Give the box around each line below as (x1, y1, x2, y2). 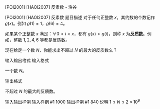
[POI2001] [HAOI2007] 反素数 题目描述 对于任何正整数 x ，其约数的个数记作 (5, 15, 155, 20)
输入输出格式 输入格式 (5, 58, 49, 63)
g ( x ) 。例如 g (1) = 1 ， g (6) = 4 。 (5, 21, 68, 26)
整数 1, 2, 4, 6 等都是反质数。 (13, 37, 70, 43)
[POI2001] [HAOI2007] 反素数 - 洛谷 (5, 4, 77, 10)
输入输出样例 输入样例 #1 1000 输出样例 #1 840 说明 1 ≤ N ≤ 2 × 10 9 (5, 98, 140, 105)
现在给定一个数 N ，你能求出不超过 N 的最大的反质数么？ (5, 47, 118, 53)
